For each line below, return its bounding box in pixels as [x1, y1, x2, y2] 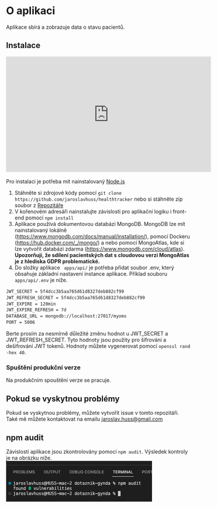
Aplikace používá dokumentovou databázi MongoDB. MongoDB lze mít [14, 220, 185, 227]
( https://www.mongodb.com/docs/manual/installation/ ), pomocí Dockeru [14, 233, 190, 240]
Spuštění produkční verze [6, 363, 81, 371]
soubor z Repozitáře [14, 201, 64, 209]
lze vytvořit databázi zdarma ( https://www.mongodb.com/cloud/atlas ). [14, 245, 185, 252]
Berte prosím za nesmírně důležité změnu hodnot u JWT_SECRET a [6, 330, 168, 337]
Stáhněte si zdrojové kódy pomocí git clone [14, 189, 122, 196]
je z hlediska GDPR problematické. [14, 258, 101, 265]
